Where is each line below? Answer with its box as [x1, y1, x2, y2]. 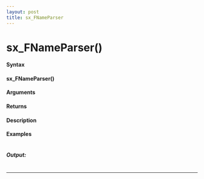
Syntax [6, 61, 25, 69]
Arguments [6, 89, 36, 96]
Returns [6, 103, 27, 110]
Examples [6, 130, 32, 138]
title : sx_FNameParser [6, 15, 64, 21]
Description [6, 117, 37, 124]
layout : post [6, 8, 39, 15]
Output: [6, 151, 27, 158]
